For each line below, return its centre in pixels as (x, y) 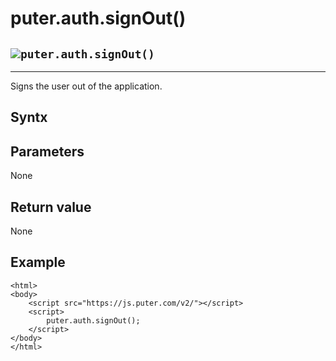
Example (38, 262)
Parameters (47, 151)
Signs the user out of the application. (86, 86)
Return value (51, 207)
